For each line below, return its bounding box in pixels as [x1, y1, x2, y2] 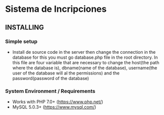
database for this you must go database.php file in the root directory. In [12, 54, 158, 60]
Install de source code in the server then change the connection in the [12, 49, 156, 55]
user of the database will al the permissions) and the [12, 70, 120, 76]
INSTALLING [5, 23, 44, 32]
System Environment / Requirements [5, 87, 96, 94]
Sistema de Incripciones [5, 3, 107, 15]
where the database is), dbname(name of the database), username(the [12, 65, 158, 71]
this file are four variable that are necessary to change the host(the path [12, 59, 160, 65]
